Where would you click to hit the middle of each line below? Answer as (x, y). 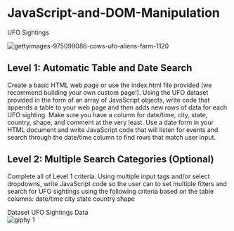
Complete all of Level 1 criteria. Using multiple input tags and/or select (109, 176)
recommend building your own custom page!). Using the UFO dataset (108, 92)
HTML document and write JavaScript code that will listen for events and (113, 130)
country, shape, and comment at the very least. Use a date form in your (111, 122)
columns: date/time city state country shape (71, 199)
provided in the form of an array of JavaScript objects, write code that (109, 100)
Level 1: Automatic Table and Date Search (100, 68)
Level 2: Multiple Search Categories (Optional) (111, 159)
